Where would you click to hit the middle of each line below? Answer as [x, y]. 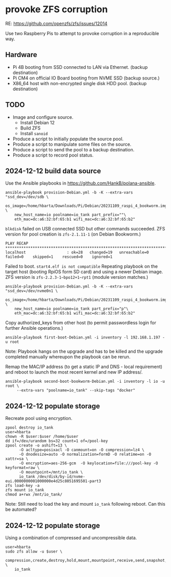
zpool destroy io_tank [29, 428]
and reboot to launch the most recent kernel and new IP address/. [74, 372]
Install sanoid [34, 133]
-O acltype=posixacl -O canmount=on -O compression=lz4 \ [81, 450]
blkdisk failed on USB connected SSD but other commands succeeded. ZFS [85, 229]
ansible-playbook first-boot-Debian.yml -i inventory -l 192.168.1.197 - [85, 337]
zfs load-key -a [22, 486]
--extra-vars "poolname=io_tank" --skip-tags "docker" [76, 390]
